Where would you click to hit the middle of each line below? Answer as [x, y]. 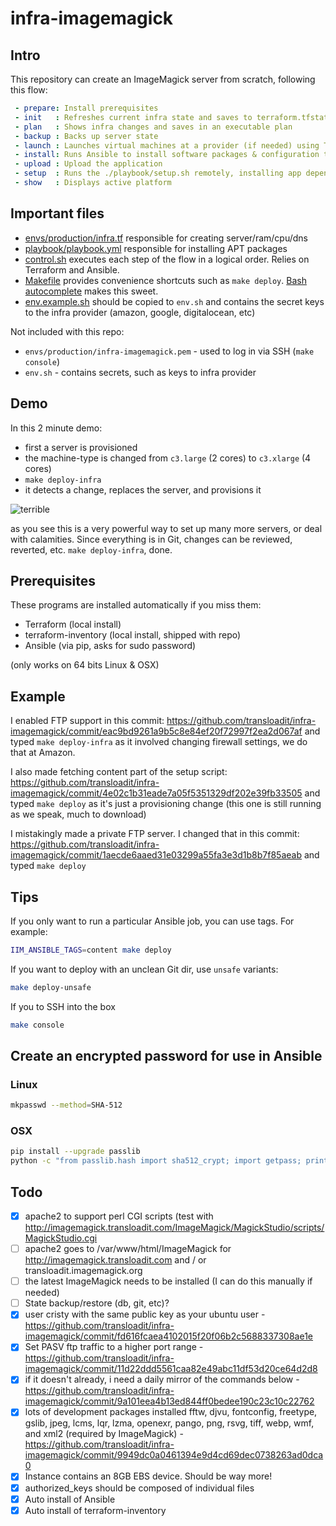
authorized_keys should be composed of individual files [139, 1488]
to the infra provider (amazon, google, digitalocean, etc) [140, 312]
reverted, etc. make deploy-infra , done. [91, 549]
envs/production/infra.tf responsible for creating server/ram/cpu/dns [166, 238]
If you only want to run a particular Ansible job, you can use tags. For [152, 921]
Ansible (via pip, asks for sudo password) [110, 646]
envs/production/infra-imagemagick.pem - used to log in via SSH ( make [169, 351]
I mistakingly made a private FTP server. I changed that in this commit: [155, 834]
